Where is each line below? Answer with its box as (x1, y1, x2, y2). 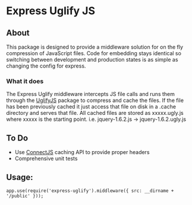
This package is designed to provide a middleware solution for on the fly (6, 43, 183, 50)
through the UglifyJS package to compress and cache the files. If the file (6, 97, 184, 104)
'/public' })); (6, 193, 44, 199)
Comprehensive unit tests (14, 155, 78, 162)
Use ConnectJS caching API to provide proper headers (14, 149, 150, 156)
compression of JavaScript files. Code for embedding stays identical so (6, 50, 181, 57)
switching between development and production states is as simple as (6, 56, 178, 63)
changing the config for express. (6, 62, 86, 69)
